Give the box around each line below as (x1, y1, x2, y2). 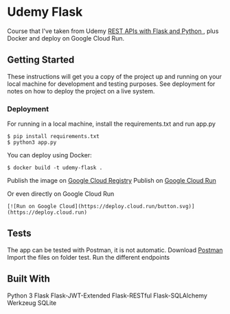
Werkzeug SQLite (7, 298, 57, 306)
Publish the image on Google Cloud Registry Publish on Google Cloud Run (7, 177, 216, 185)
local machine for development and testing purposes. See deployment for (7, 80, 216, 88)
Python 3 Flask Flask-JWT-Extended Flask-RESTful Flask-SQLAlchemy (7, 291, 207, 300)
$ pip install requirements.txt (7, 133, 100, 140)
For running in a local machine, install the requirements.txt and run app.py (7, 120, 216, 128)
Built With (7, 273, 50, 285)
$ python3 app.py (7, 139, 57, 146)
